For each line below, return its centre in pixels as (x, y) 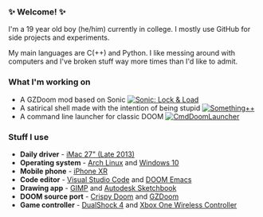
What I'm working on (49, 82)
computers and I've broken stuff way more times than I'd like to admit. (123, 61)
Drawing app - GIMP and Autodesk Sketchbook (98, 188)
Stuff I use (29, 137)
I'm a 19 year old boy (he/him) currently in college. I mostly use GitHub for (130, 29)
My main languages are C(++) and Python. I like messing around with (122, 53)
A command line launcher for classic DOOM (92, 116)
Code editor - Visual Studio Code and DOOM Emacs (106, 179)
